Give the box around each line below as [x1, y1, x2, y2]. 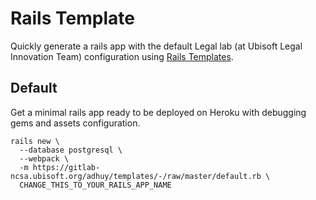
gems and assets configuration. [10, 117, 141, 129]
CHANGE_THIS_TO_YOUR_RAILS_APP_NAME [19, 180, 172, 190]
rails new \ [10, 136, 60, 146]
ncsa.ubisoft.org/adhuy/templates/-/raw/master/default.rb [10, 171, 262, 181]
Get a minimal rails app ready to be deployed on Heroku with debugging [10, 106, 307, 118]
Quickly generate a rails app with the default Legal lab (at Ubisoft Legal [10, 40, 303, 52]
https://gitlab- [32, 162, 101, 172]
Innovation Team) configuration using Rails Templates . [10, 50, 234, 62]
